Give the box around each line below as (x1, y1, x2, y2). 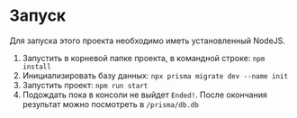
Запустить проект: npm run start (22, 79, 148, 90)
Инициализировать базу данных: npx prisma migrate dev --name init (22, 69, 289, 81)
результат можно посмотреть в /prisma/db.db (22, 98, 200, 109)
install (22, 62, 51, 71)
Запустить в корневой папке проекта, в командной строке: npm (22, 52, 265, 63)
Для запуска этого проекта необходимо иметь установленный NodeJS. (9, 35, 286, 46)
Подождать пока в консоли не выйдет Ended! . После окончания (22, 89, 268, 100)
